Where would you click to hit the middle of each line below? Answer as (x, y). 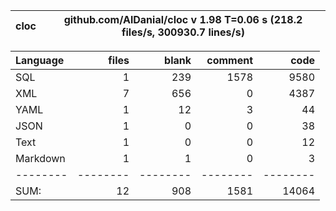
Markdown (40, 158)
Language (40, 60)
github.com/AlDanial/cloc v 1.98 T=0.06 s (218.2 (183, 19)
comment (229, 60)
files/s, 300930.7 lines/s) (183, 32)
